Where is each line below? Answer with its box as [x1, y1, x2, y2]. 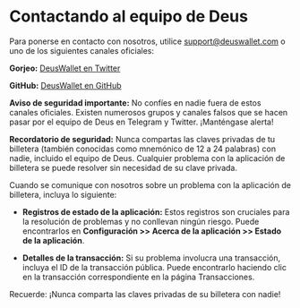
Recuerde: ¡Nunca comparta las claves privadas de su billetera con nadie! [9, 288, 281, 299]
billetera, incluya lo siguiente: [9, 189, 117, 200]
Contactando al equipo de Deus [9, 6, 249, 27]
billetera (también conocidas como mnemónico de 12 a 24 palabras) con [9, 143, 276, 154]
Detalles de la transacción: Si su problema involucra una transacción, [21, 252, 280, 263]
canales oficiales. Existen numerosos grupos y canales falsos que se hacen [9, 107, 288, 117]
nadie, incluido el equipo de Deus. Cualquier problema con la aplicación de [9, 152, 286, 163]
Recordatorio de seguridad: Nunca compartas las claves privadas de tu [9, 133, 276, 144]
